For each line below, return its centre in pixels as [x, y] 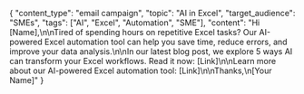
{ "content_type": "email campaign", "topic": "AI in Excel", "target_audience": [152, 13]
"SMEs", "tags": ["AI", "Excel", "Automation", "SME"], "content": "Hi [135, 23]
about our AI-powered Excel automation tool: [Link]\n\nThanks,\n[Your [141, 70]
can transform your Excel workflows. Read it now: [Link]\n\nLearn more [143, 61]
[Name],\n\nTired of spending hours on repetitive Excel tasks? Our [133, 32]
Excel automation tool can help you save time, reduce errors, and [166, 42]
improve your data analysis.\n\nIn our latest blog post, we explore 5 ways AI [151, 52]
